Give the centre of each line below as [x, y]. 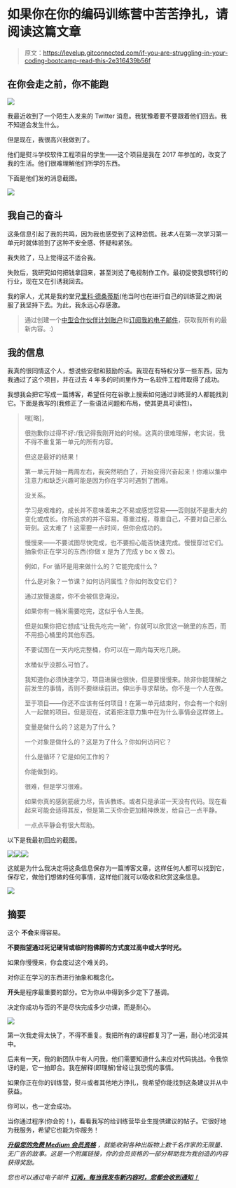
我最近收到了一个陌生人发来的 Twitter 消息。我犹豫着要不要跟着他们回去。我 [117, 116]
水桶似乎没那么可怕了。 [58, 665]
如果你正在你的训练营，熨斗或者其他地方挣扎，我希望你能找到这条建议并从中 [118, 1083]
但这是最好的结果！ [52, 457]
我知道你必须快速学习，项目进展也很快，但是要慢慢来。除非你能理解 [123, 680]
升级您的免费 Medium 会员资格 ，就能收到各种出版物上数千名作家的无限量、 [117, 1145]
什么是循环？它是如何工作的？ [67, 757]
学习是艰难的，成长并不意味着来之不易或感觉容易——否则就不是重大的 [126, 510]
